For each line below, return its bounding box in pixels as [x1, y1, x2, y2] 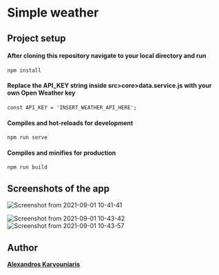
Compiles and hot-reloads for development [7, 119, 134, 127]
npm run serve [7, 134, 48, 141]
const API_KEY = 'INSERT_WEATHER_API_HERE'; [7, 104, 137, 111]
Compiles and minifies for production [7, 149, 116, 157]
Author [7, 242, 38, 254]
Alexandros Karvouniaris [7, 260, 81, 269]
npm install [7, 67, 41, 74]
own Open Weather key [7, 88, 76, 97]
